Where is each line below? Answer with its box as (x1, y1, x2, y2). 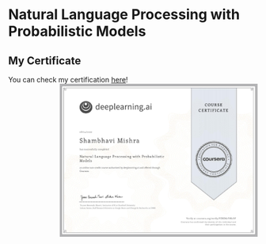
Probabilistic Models (8, 22, 146, 40)
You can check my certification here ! (8, 75, 128, 84)
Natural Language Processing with (8, 6, 240, 24)
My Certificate (8, 54, 82, 67)
